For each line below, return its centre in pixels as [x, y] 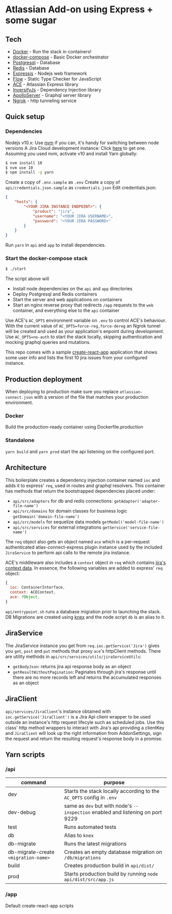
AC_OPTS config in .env [90, 798]
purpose [114, 783]
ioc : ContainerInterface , [38, 588]
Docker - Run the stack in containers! [52, 52]
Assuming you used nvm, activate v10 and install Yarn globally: [71, 153]
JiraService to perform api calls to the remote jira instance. [68, 552]
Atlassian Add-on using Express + [79, 9]
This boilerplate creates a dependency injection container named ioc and [83, 480]
